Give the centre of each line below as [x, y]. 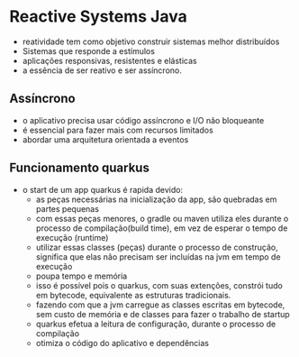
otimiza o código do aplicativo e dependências [122, 343]
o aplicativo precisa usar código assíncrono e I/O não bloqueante [143, 120]
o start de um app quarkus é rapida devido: [102, 189]
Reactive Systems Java [98, 17]
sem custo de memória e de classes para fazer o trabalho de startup [163, 314]
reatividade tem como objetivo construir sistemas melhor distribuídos [151, 41]
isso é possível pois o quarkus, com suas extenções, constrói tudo [159, 285]
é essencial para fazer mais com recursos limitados [118, 130]
